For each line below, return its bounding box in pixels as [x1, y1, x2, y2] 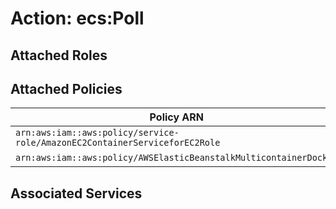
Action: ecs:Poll [10, 7, 145, 30]
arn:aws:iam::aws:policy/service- [15, 127, 180, 139]
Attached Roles [10, 47, 108, 64]
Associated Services [10, 185, 143, 202]
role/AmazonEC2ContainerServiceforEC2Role [15, 137, 221, 149]
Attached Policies [10, 80, 123, 97]
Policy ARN [149, 110, 205, 124]
